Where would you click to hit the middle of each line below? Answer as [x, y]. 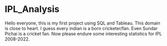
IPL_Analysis [32, 9]
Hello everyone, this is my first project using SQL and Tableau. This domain [82, 23]
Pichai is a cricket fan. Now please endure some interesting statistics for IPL [83, 33]
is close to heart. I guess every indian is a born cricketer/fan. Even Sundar [81, 28]
